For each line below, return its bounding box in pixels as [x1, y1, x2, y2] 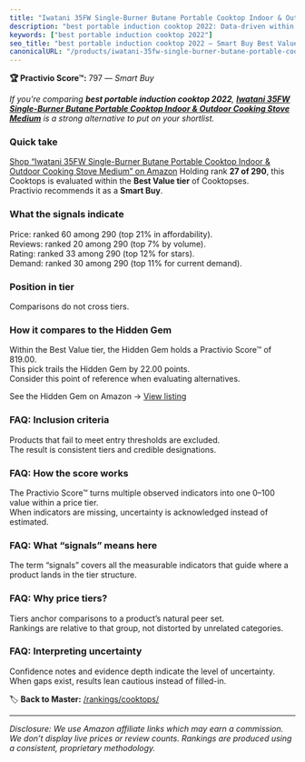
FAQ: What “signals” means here [9, 538, 158, 551]
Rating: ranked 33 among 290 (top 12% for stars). [9, 247, 195, 259]
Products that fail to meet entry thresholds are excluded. [9, 434, 221, 446]
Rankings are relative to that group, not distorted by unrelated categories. [9, 622, 284, 633]
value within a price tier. [9, 496, 99, 507]
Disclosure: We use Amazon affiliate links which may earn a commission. [9, 723, 284, 734]
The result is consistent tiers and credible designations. [9, 444, 217, 455]
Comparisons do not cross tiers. [9, 301, 130, 312]
